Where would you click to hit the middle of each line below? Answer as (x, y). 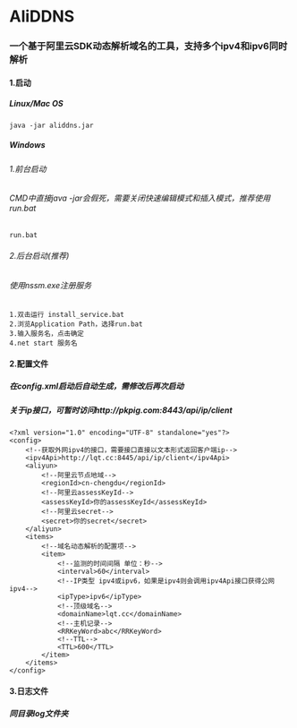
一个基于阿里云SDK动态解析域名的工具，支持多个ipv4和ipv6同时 (148, 47)
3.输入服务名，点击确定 (47, 333)
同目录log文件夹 (39, 713)
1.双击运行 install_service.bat (67, 314)
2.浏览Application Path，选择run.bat (76, 324)
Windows (28, 145)
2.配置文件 (29, 364)
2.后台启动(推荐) (39, 256)
